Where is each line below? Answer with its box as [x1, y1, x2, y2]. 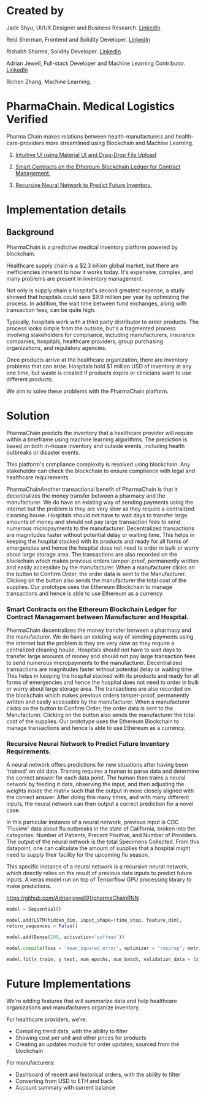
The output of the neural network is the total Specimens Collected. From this [6, 838, 199, 846]
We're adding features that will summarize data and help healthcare [6, 997, 178, 1004]
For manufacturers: [6, 1058, 55, 1066]
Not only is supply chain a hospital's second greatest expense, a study [6, 286, 185, 294]
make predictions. [6, 883, 52, 890]
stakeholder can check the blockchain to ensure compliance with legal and [6, 467, 196, 474]
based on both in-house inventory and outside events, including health [6, 442, 185, 449]
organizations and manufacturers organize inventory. [6, 1003, 140, 1011]
